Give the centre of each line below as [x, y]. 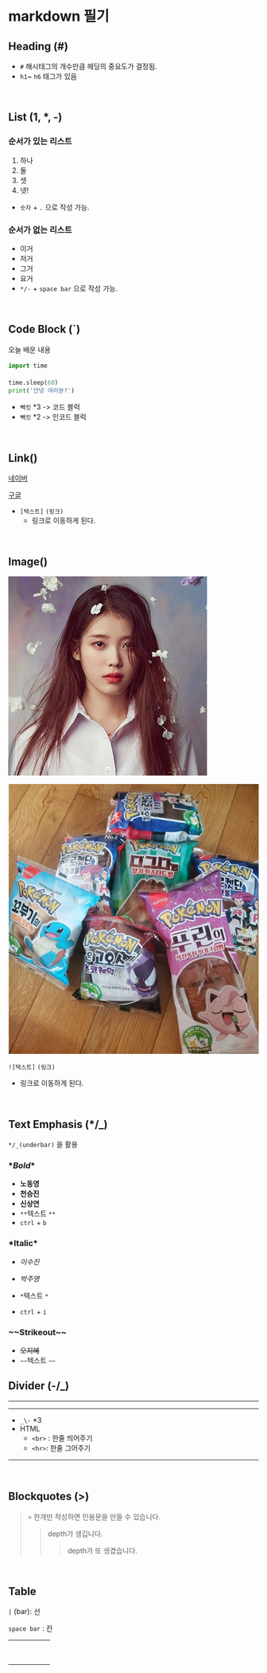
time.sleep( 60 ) [33, 382]
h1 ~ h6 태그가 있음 [48, 76]
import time [28, 366]
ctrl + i [33, 1311]
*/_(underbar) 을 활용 [43, 1145]
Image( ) [28, 561]
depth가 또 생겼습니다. [102, 1550]
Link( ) [23, 458]
